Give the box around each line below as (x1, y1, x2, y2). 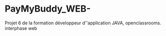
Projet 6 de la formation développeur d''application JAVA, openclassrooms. (5, 20, 161, 26)
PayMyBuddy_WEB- (5, 3, 91, 15)
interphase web (5, 25, 37, 31)
